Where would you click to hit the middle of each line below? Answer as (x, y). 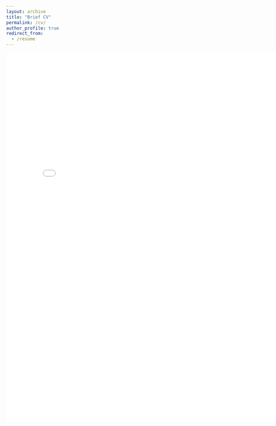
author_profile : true (33, 28)
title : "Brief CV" (29, 17)
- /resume (23, 39)
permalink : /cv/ (26, 22)
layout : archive (26, 12)
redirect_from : (25, 34)
